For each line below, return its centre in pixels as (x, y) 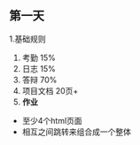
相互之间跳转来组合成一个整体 (76, 132)
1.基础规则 (27, 39)
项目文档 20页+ (50, 90)
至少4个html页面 (52, 120)
